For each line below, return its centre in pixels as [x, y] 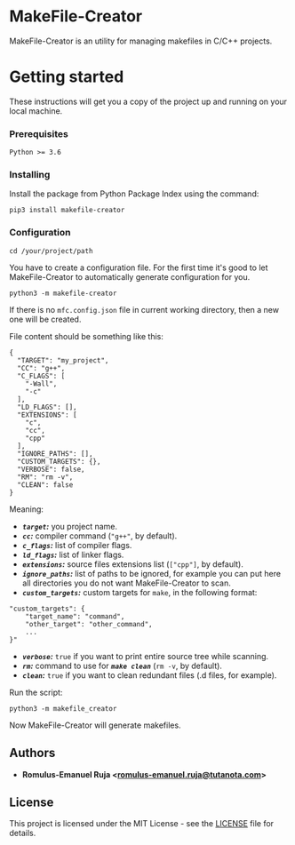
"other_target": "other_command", [89, 624]
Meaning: [27, 509]
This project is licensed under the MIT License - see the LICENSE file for [141, 824]
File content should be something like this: [87, 336]
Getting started [67, 77]
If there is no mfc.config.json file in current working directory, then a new [144, 309]
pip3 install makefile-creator [67, 211]
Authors [32, 753]
